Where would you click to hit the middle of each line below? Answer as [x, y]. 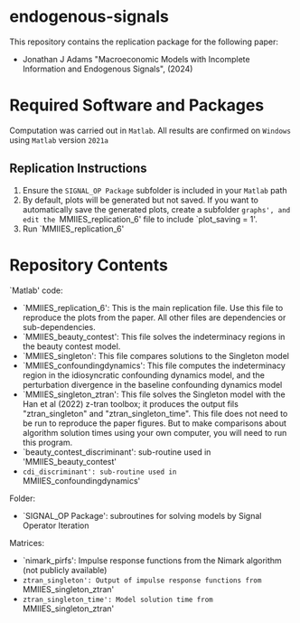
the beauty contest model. [71, 346]
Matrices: [27, 543]
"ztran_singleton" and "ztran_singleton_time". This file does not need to [155, 413]
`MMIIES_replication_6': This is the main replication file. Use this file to [153, 307]
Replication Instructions [78, 169]
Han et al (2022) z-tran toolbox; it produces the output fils [131, 403]
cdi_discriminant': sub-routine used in [99, 472]
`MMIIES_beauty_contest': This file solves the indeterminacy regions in [154, 336]
